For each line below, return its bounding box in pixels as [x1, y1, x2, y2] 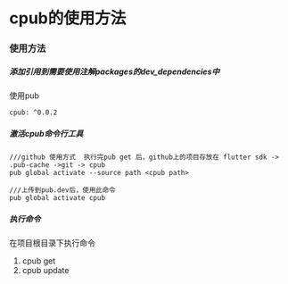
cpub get [21, 255, 56, 266]
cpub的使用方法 [9, 8, 127, 29]
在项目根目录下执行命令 [9, 238, 95, 248]
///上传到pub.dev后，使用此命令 [9, 186, 116, 195]
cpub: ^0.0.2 [9, 108, 58, 117]
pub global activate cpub [9, 194, 105, 203]
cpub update [21, 265, 70, 276]
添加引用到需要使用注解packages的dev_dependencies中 [9, 66, 220, 77]
